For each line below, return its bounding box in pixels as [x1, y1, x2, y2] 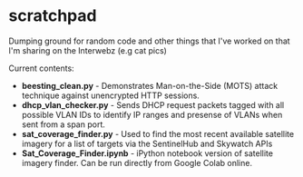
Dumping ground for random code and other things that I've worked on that [8, 35, 291, 46]
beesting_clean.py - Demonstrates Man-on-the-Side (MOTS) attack [21, 80, 279, 91]
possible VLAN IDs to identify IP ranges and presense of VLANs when [21, 109, 283, 120]
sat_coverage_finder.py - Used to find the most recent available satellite [21, 128, 295, 139]
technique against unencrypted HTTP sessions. [21, 90, 200, 101]
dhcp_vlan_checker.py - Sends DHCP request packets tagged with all [21, 99, 285, 110]
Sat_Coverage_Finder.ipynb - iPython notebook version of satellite [21, 147, 274, 159]
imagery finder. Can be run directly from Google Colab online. [21, 157, 253, 168]
